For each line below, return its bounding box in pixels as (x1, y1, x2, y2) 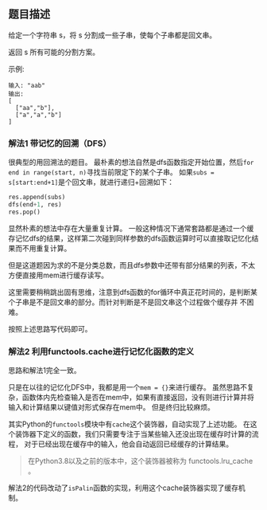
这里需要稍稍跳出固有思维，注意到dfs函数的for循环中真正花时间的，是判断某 (8, 287, 258, 296)
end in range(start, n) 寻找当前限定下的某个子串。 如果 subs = (8, 167, 215, 177)
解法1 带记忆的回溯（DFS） (8, 138, 111, 149)
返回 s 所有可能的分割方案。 (8, 47, 100, 57)
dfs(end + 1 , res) (8, 200, 62, 209)
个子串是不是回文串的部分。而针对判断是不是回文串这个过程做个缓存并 (8, 297, 238, 307)
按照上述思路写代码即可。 (8, 324, 92, 333)
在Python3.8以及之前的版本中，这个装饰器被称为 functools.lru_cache (27, 457, 253, 466)
